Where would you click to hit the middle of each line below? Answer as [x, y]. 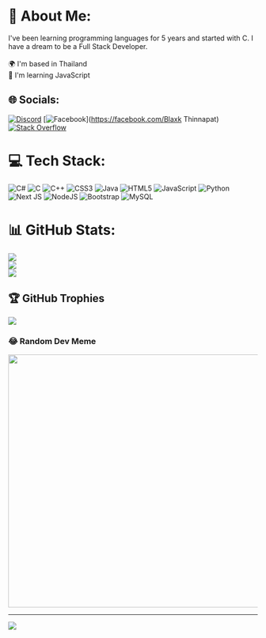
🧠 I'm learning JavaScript [49, 75]
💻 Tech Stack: [57, 160]
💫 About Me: [50, 16]
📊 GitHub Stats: [62, 230]
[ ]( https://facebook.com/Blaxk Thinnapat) [131, 119]
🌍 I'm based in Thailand [48, 63]
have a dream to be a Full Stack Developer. [78, 46]
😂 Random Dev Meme [52, 342]
